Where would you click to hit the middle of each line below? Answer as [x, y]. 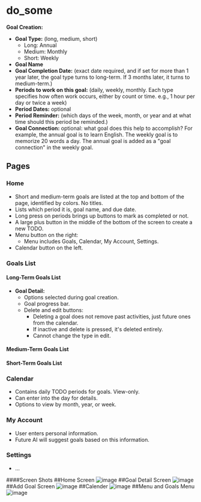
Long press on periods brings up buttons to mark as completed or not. [102, 216]
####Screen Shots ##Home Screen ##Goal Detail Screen [89, 480]
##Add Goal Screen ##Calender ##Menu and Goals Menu [100, 486]
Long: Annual [40, 45]
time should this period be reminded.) [61, 121]
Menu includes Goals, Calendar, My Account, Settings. [91, 241]
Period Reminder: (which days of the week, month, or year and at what [103, 115]
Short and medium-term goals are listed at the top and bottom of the [100, 197]
